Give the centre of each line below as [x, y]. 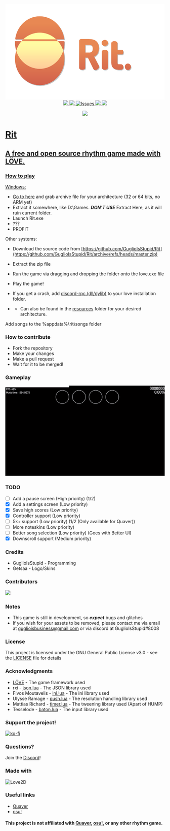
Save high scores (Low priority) [45, 510]
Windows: [16, 186]
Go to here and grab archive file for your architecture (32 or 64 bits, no [86, 197]
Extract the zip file [32, 264]
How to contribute [28, 337]
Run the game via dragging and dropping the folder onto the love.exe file [88, 274]
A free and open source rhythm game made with [83, 153]
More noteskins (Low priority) [44, 527]
